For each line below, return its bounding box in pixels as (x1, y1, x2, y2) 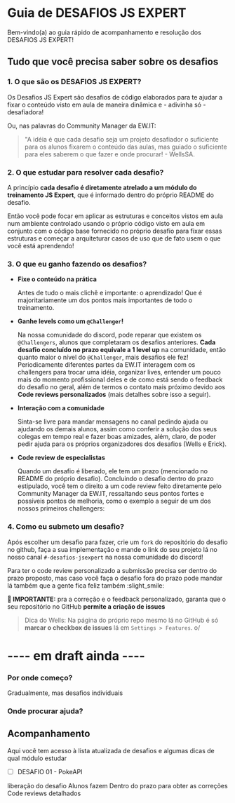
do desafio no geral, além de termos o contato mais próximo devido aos (17, 383, 226, 391)
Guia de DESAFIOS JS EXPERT (7, 5, 187, 21)
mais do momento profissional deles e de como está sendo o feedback (17, 375, 223, 384)
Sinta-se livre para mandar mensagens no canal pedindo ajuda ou (17, 417, 208, 426)
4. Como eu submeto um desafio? (7, 522, 125, 532)
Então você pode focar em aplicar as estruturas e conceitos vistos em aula (7, 212, 223, 220)
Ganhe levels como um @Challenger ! (17, 317, 124, 325)
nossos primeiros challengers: (17, 504, 105, 513)
